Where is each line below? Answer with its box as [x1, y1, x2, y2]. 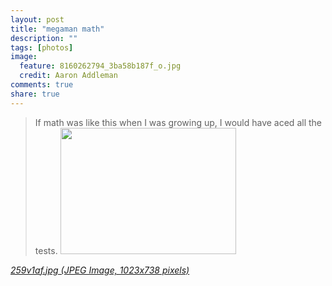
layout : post [10, 14, 65, 25]
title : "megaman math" [10, 24, 105, 34]
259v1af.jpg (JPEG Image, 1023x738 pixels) [10, 264, 190, 276]
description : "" [10, 33, 78, 43]
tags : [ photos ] [10, 42, 74, 53]
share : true [10, 89, 60, 99]
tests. [34, 244, 58, 256]
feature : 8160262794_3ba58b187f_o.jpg [19, 61, 182, 71]
